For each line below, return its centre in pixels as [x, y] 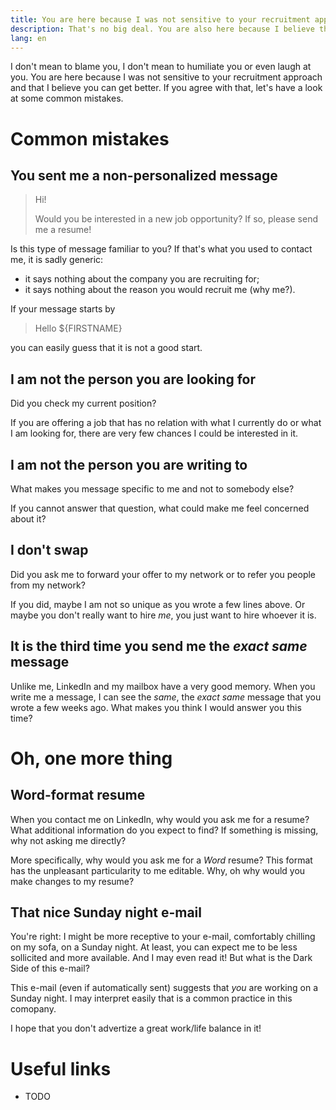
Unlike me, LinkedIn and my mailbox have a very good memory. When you [163, 686]
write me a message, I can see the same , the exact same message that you [166, 697]
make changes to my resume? [72, 881]
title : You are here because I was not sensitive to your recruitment [160, 19]
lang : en [28, 38]
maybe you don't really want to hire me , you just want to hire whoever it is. [163, 615]
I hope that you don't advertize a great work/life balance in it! [136, 1028]
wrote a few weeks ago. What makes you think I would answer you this [156, 707]
